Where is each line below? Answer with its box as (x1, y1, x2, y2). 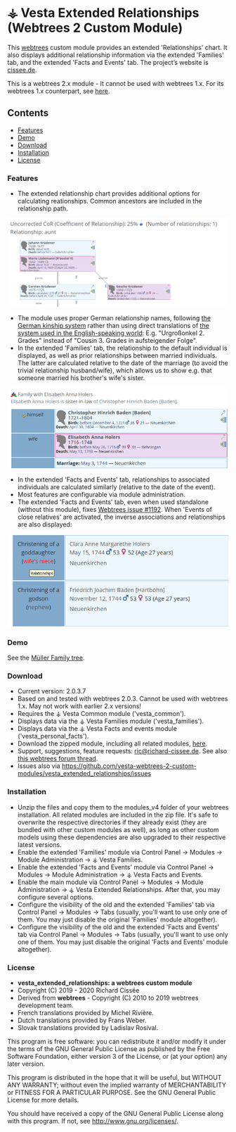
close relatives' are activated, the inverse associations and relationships (17, 512, 226, 522)
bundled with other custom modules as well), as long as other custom (17, 825, 219, 834)
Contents (7, 107, 49, 119)
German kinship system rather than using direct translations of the (17, 321, 209, 329)
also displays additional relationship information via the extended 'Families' (7, 51, 225, 59)
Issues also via (17, 762, 61, 770)
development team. (17, 1001, 74, 1010)
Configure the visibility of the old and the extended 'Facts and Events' (17, 922, 220, 931)
